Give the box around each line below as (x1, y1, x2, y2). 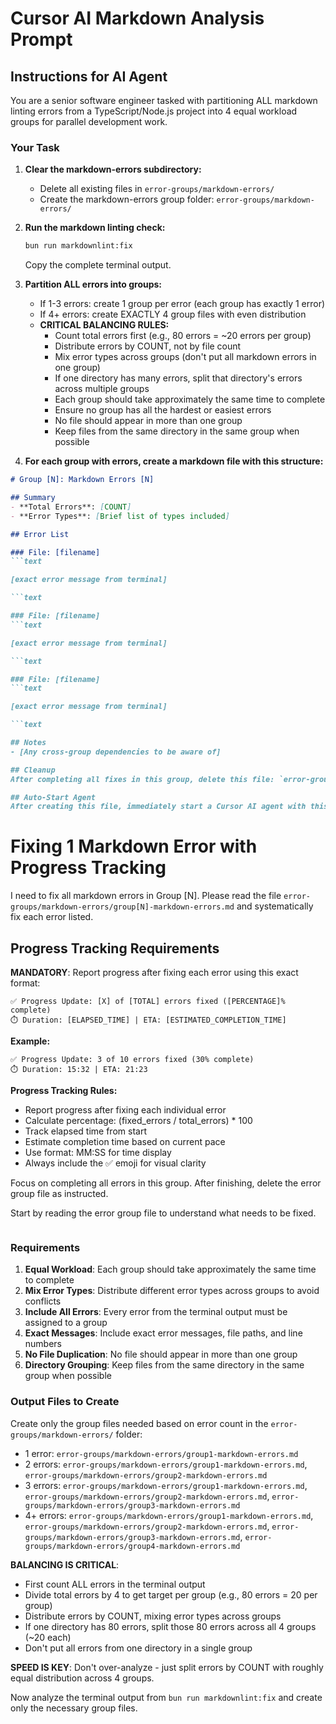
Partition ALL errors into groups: (24, 278, 163, 291)
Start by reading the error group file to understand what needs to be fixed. (10, 1207, 317, 1219)
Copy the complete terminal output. (24, 259, 172, 271)
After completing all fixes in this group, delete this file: (10, 774, 275, 784)
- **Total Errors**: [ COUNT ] (10, 502, 132, 512)
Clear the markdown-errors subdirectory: (24, 163, 202, 176)
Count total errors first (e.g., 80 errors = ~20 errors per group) (54, 330, 312, 342)
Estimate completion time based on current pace (24, 1136, 226, 1148)
